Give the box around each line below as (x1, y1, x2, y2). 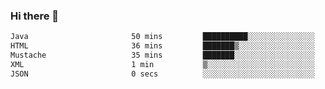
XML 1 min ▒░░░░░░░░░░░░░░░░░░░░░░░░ (10, 59, 315, 69)
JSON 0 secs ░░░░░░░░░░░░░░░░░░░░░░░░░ (10, 69, 315, 79)
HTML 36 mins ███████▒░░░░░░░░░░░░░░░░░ (10, 41, 315, 51)
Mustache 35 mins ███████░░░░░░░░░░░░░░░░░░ (10, 50, 315, 61)
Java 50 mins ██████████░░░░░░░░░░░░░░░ (10, 32, 315, 42)
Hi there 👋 (10, 9, 60, 23)
